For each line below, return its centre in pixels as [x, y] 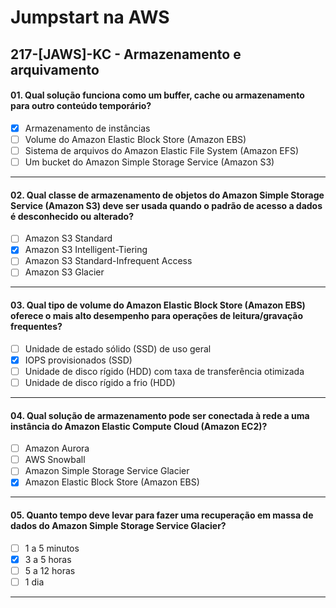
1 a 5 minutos [52, 548]
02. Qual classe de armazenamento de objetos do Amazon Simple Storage [167, 195]
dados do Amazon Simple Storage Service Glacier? [118, 525]
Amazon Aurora [57, 448]
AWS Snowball [55, 460]
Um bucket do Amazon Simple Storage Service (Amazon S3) [149, 162]
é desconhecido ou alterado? [72, 216]
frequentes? [36, 327]
